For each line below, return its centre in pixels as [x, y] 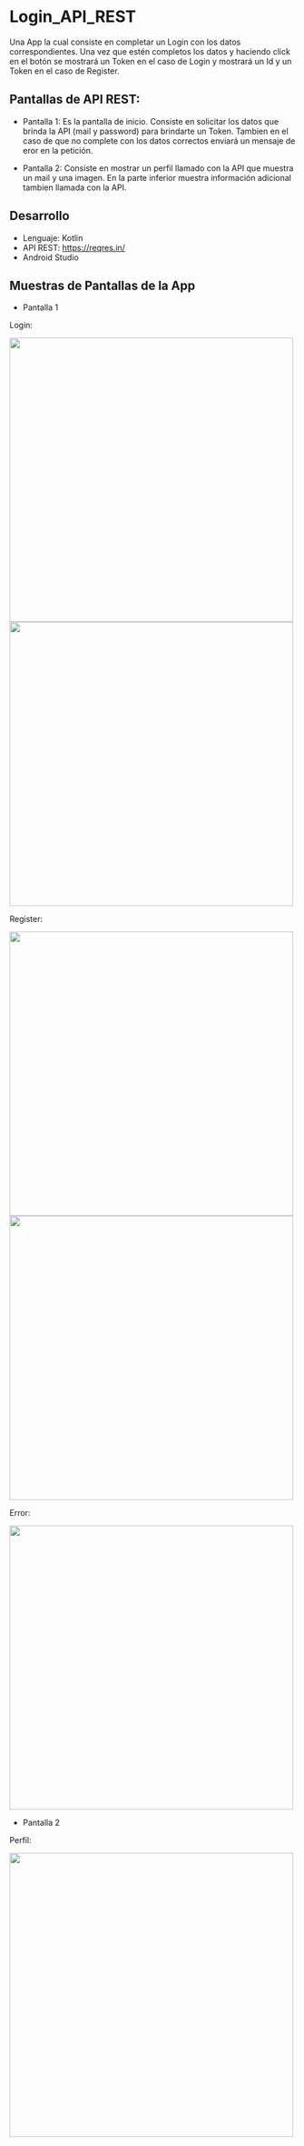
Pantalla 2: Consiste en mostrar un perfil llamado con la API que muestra [158, 168]
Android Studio [50, 257]
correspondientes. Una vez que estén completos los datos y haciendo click [150, 51]
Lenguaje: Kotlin [53, 237]
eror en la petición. [58, 150]
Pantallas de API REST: [75, 100]
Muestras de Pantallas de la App [103, 285]
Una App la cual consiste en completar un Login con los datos [125, 42]
